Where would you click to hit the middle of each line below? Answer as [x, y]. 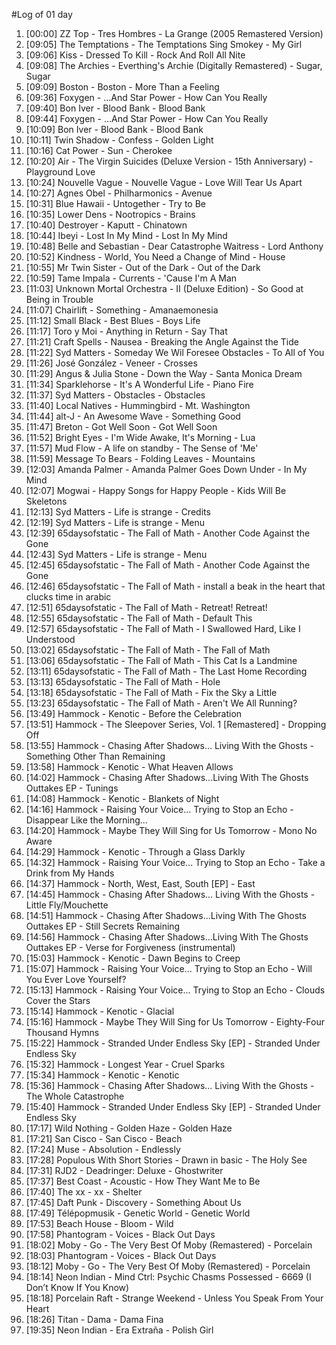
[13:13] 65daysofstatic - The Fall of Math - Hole [123, 682]
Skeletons [46, 501]
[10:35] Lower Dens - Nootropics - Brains [110, 214]
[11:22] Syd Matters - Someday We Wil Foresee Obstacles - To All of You [175, 352]
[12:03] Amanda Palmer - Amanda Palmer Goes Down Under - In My [166, 469]
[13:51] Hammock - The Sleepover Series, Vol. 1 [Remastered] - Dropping [176, 724]
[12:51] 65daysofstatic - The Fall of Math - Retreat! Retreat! [146, 607]
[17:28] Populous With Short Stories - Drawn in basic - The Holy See [166, 1160]
